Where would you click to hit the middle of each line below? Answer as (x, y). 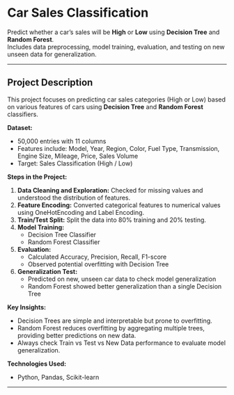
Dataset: (20, 127)
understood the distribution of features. (74, 197)
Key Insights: (27, 307)
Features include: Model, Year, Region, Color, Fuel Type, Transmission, (118, 148)
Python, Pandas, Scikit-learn (58, 377)
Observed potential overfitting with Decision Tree (98, 264)
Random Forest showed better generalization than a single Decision (125, 286)
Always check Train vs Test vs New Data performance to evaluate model (122, 343)
